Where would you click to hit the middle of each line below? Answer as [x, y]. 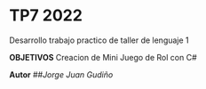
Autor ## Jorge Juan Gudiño [61, 74]
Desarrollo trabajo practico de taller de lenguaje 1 [99, 40]
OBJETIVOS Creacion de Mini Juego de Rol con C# [103, 57]
